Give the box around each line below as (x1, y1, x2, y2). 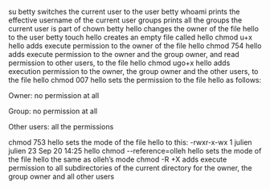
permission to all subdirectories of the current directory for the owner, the (8, 163, 252, 172)
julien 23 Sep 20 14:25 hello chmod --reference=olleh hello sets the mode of (8, 146, 262, 155)
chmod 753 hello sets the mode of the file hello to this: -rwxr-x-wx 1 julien (8, 138, 252, 147)
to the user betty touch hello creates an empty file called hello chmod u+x (8, 32, 253, 42)
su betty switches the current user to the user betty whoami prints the (8, 7, 240, 16)
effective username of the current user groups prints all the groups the (8, 15, 243, 25)
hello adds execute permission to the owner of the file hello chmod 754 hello (8, 41, 262, 51)
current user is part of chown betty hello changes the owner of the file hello (8, 24, 260, 33)
